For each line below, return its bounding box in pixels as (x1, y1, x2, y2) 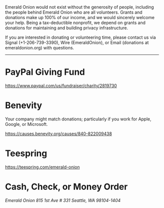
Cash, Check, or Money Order (5, 181, 128, 192)
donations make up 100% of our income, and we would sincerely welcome (5, 15, 155, 20)
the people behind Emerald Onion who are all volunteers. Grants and (5, 9, 143, 15)
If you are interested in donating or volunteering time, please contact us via (5, 34, 156, 40)
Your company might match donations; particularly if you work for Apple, (5, 116, 152, 122)
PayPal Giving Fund (5, 67, 85, 78)
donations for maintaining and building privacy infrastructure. (5, 25, 128, 31)
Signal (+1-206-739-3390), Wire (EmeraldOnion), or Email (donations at (5, 40, 149, 46)
